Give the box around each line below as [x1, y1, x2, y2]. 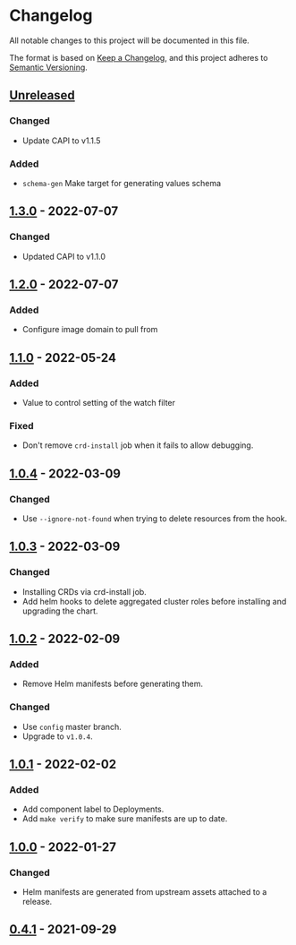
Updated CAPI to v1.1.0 [21, 251, 106, 262]
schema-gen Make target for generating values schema [21, 177, 222, 188]
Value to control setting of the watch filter [21, 397, 176, 408]
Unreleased [9, 88, 76, 103]
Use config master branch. [21, 721, 123, 732]
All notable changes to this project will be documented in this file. [9, 35, 250, 46]
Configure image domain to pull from [21, 324, 158, 335]
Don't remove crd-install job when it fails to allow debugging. [21, 440, 254, 451]
